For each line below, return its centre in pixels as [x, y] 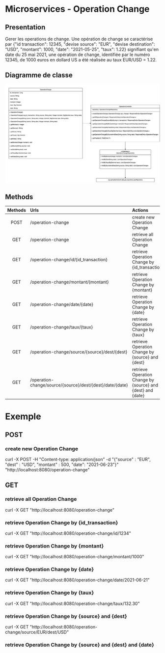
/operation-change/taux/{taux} [62, 327]
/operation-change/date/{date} [62, 304]
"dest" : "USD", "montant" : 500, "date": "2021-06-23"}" [62, 464]
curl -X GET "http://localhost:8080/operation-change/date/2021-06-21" [77, 580]
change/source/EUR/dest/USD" [37, 632]
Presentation [25, 27]
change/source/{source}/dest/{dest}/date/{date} [79, 385]
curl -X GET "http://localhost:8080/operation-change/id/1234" [68, 533]
